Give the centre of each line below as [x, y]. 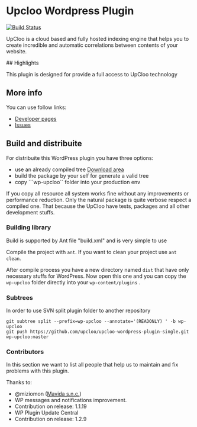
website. [17, 51]
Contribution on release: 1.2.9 [51, 419]
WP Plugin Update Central [46, 413]
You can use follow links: [36, 107]
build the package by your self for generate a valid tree [82, 175]
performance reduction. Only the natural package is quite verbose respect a [99, 200]
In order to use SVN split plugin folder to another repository [78, 311]
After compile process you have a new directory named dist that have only [98, 269]
